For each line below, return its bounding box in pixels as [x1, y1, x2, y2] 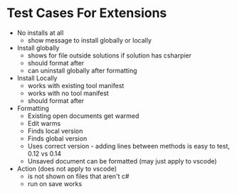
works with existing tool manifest [27, 81, 125, 90]
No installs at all [16, 28, 64, 37]
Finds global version [27, 134, 88, 143]
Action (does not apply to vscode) [16, 164, 117, 173]
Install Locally [16, 73, 58, 82]
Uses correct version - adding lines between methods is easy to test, [27, 141, 231, 150]
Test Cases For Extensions [6, 5, 167, 21]
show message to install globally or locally [27, 36, 152, 44]
